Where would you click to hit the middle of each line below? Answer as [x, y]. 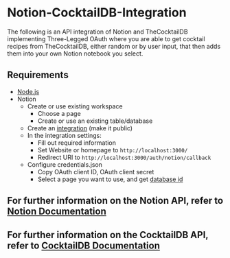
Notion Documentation [57, 212]
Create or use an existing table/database [95, 121]
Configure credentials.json [65, 164]
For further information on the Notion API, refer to [115, 201]
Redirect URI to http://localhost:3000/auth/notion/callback [124, 157]
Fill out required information [77, 143]
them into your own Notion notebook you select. [75, 54]
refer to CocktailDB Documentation [83, 245]
